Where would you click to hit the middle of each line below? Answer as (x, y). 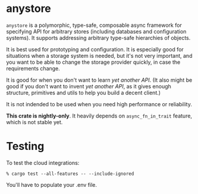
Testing (25, 147)
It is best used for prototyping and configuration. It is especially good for (95, 49)
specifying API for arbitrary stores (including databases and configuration (96, 31)
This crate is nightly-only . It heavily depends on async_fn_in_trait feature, (99, 116)
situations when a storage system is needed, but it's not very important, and (99, 56)
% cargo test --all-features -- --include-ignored (70, 174)
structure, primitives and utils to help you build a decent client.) (84, 93)
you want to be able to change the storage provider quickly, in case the (93, 62)
